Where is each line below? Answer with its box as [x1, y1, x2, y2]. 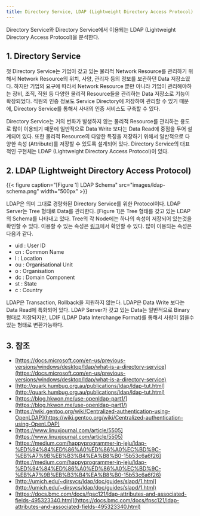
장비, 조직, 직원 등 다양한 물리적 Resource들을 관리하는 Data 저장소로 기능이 [12, 90, 190, 98]
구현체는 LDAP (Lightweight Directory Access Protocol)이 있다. [17, 148, 169, 155]
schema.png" [6, 188, 39, 195]
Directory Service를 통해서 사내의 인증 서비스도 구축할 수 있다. [14, 105, 161, 113]
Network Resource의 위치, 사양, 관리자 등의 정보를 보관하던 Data [17, 75, 170, 83]
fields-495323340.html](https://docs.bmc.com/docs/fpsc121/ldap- [14, 497, 180, 504]
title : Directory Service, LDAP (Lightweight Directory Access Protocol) [6, 8, 194, 15]
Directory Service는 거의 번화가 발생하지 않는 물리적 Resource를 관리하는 [6, 118, 179, 125]
